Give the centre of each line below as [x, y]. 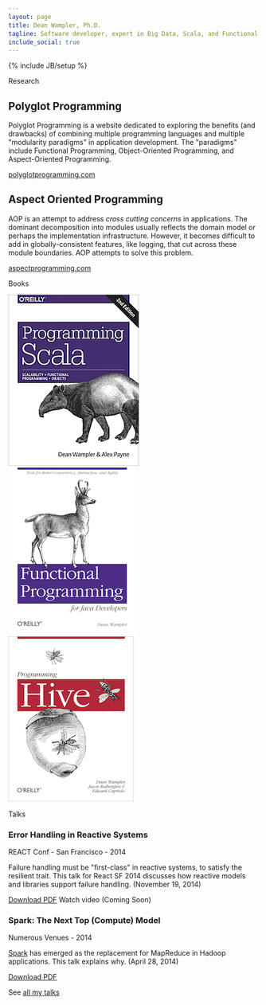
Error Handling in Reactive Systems [78, 835]
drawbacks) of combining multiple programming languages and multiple [127, 134]
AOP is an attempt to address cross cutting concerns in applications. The [128, 218]
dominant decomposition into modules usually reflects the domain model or [132, 227]
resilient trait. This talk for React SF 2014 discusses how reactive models [127, 876]
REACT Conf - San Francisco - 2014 [67, 852]
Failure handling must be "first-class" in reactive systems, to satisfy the [125, 867]
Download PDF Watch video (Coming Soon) [80, 900]
